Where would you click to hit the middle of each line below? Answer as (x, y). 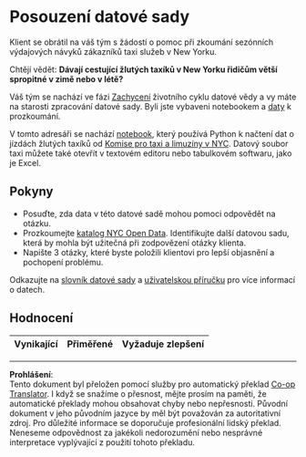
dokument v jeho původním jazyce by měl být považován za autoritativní (145, 413)
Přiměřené (90, 344)
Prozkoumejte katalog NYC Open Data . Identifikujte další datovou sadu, (156, 233)
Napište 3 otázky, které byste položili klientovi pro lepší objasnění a (148, 252)
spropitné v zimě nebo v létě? (66, 78)
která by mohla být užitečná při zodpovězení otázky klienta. (134, 243)
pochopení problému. (63, 262)
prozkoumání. (35, 116)
